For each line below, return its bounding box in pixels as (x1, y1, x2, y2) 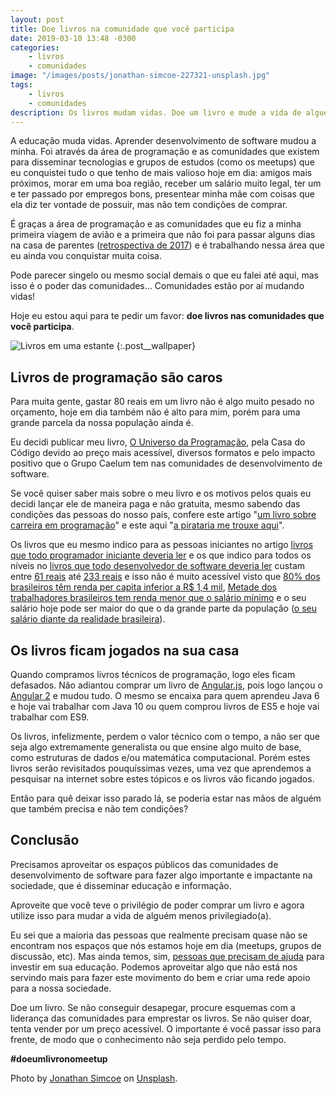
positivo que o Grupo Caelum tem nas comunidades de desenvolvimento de (10, 457, 323, 470)
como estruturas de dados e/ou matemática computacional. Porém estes (10, 752, 311, 763)
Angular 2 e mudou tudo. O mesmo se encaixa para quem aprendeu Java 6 (10, 690, 320, 701)
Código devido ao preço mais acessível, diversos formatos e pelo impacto (10, 447, 316, 459)
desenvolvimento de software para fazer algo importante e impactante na (10, 869, 313, 881)
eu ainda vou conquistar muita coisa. (10, 250, 162, 262)
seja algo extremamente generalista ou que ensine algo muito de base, (10, 741, 302, 753)
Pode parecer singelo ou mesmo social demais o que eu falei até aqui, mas (10, 269, 319, 281)
